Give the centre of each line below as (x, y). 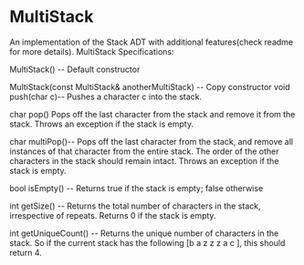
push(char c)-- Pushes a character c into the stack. (106, 97)
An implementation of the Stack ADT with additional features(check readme (152, 42)
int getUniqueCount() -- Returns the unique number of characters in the (144, 233)
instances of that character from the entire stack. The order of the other (144, 151)
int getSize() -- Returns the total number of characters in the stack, (135, 206)
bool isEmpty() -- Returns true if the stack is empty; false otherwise (136, 188)
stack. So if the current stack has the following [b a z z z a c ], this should (147, 242)
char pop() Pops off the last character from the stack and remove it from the (152, 114)
